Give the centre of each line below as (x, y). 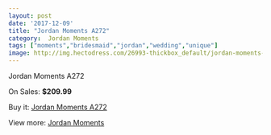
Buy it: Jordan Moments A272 (58, 107)
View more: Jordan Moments (56, 123)
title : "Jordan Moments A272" (59, 31)
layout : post (30, 16)
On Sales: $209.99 (40, 92)
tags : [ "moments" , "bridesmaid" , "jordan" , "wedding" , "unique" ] (113, 46)
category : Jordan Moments (54, 38)
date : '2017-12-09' (41, 23)
